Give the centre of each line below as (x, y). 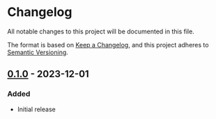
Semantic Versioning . (38, 52)
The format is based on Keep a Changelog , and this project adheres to (108, 45)
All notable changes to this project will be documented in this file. (101, 31)
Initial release (36, 109)
